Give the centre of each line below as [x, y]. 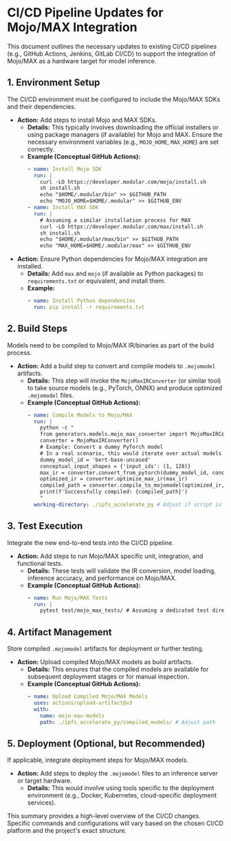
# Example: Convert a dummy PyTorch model [102, 447]
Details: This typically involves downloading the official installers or [123, 127]
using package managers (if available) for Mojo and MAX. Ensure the [125, 134]
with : [41, 709]
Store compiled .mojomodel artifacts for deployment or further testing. [106, 649]
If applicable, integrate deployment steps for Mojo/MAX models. [98, 760]
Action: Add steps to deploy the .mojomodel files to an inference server [118, 774]
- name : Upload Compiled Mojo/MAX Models [87, 696]
